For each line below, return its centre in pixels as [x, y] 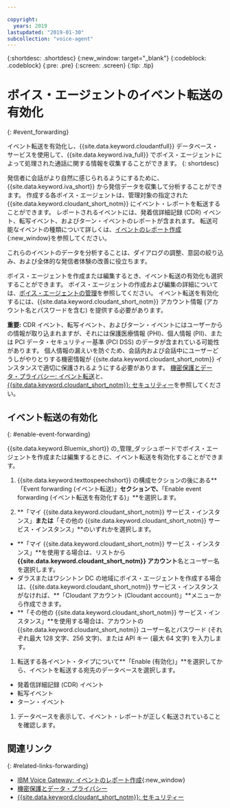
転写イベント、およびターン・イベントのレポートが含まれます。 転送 [116, 221]
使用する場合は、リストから [86, 552]
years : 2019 [31, 26]
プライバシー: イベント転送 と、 [63, 377]
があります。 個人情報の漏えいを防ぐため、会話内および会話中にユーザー [110, 350]
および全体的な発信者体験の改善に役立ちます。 [85, 261]
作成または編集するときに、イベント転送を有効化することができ [127, 457]
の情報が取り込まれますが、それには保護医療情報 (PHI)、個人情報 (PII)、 [109, 333]
